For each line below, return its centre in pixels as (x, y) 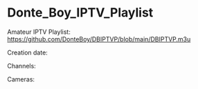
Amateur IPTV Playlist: (39, 32)
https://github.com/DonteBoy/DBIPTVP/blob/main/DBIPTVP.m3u (99, 39)
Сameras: (21, 79)
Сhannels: (21, 66)
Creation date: (28, 52)
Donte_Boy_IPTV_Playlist (80, 13)
